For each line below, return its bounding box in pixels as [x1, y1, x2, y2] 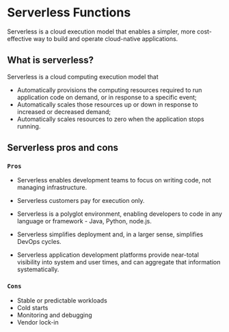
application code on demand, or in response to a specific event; [16, 93, 197, 101]
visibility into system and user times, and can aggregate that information [16, 258, 221, 266]
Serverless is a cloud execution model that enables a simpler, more [7, 27, 196, 36]
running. [16, 122, 41, 130]
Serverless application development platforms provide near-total [16, 251, 200, 259]
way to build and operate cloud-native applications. [33, 34, 178, 42]
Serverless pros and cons [7, 142, 118, 154]
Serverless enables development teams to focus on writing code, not [16, 176, 212, 184]
